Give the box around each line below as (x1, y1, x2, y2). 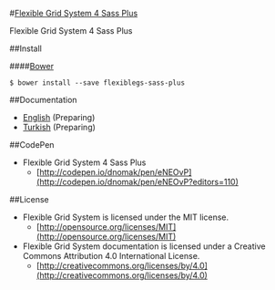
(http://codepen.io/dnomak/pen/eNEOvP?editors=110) (36, 177, 239, 187)
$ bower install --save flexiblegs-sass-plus (9, 78, 185, 88)
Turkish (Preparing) (22, 122, 96, 132)
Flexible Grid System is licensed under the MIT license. (22, 212, 229, 223)
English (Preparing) (22, 112, 96, 122)
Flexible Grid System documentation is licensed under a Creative (22, 241, 266, 252)
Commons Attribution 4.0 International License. (22, 251, 200, 261)
